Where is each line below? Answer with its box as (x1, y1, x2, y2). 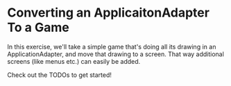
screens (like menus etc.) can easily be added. (7, 57, 141, 65)
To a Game (7, 19, 69, 35)
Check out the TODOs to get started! (7, 71, 112, 79)
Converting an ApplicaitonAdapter (7, 5, 210, 21)
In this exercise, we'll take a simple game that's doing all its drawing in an (7, 42, 216, 51)
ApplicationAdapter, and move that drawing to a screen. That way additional (7, 50, 224, 58)
